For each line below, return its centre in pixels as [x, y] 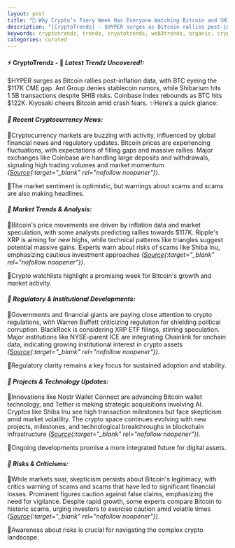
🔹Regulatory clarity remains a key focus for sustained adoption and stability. [117, 365]
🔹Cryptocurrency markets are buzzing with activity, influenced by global [112, 135]
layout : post [26, 14]
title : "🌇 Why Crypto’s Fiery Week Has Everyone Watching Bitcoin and [112, 20]
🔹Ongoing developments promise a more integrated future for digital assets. [117, 448]
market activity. [29, 283]
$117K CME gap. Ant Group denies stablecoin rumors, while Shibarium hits [114, 88]
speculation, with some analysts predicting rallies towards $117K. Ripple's [113, 232]
